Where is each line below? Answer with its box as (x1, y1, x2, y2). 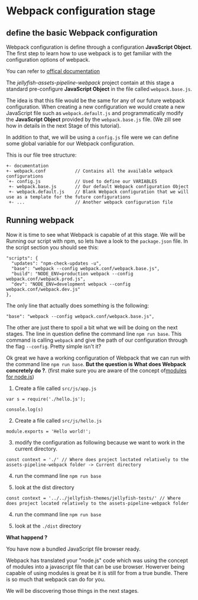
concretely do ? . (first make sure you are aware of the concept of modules (6, 367, 187, 374)
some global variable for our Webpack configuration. (6, 140, 135, 147)
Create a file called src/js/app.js (14, 385, 97, 392)
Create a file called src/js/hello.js (14, 417, 102, 424)
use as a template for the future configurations (6, 194, 131, 200)
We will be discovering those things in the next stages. (6, 587, 139, 594)
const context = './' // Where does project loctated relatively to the (6, 456, 189, 462)
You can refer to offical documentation (6, 68, 100, 75)
